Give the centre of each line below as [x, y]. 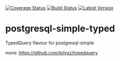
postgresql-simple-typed [60, 29]
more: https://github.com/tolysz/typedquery [52, 53]
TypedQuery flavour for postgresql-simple [50, 43]
